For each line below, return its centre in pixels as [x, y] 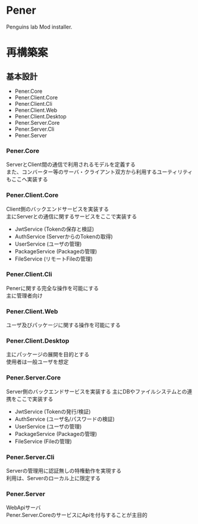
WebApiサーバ [23, 508]
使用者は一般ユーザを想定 [37, 362]
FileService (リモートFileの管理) [54, 259]
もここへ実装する [27, 180]
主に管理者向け [24, 296]
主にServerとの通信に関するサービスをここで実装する [72, 216]
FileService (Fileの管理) [43, 441]
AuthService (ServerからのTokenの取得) [64, 236]
